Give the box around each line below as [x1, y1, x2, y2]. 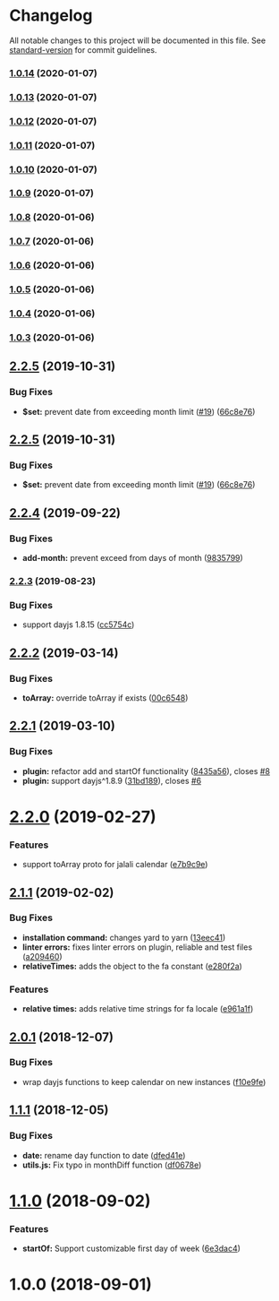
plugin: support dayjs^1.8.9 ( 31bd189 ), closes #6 [21, 775, 202, 786]
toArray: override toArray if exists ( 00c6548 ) [21, 692, 189, 703]
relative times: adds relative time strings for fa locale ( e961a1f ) [21, 1004, 254, 1014]
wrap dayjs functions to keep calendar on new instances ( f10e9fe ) [21, 1076, 266, 1087]
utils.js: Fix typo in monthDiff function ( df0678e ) [21, 1159, 202, 1170]
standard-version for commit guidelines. [9, 44, 157, 55]
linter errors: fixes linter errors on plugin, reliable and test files [21, 942, 253, 952]
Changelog [9, 5, 93, 26]
